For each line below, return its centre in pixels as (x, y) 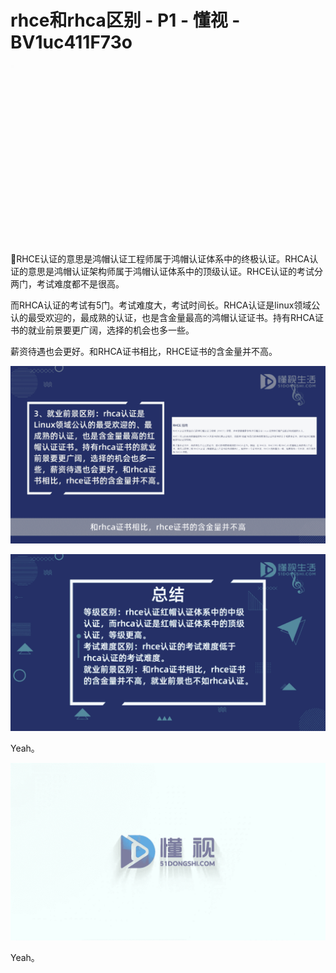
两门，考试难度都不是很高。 (67, 284)
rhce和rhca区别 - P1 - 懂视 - (125, 20)
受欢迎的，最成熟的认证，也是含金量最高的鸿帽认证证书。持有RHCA (176, 318)
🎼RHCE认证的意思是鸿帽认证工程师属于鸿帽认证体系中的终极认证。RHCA (160, 259)
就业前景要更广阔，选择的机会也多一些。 (111, 330)
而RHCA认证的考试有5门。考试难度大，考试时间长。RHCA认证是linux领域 (161, 305)
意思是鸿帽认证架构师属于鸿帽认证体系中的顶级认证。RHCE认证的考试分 (175, 272)
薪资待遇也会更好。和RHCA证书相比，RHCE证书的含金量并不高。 (144, 352)
